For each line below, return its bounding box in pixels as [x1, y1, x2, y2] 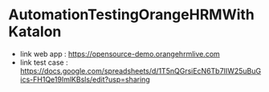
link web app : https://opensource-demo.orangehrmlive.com [19, 49, 221, 58]
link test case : [19, 58, 68, 67]
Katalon [8, 22, 62, 41]
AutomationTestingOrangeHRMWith [8, 6, 255, 24]
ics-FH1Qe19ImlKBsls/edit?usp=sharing [19, 74, 150, 84]
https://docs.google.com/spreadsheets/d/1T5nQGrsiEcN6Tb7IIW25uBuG [19, 66, 262, 75]
